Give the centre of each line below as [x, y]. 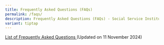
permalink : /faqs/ [24, 14]
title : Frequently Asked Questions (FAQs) [49, 10]
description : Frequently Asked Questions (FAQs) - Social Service [74, 19]
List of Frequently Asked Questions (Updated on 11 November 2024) [74, 37]
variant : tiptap [21, 23]
